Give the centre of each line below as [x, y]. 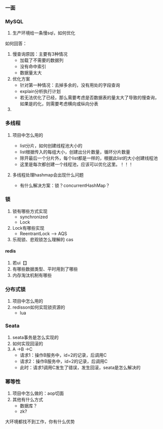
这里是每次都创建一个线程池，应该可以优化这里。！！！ [76, 164]
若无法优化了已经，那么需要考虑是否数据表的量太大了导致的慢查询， [89, 97]
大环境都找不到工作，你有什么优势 [40, 422]
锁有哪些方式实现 [30, 211]
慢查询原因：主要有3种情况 [40, 54]
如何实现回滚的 [28, 343]
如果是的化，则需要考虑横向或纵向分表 [59, 104]
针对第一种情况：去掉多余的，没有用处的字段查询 [70, 85]
